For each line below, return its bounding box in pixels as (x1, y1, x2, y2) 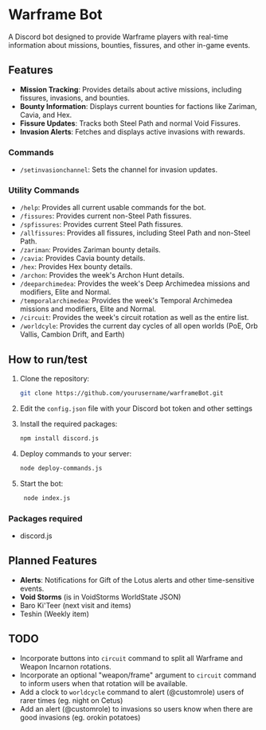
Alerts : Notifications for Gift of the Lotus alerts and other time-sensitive (19, 575, 255, 584)
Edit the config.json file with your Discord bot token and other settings (19, 404, 253, 413)
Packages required (8, 513, 83, 524)
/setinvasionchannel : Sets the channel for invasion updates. (19, 165, 218, 174)
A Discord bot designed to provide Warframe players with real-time (8, 32, 229, 41)
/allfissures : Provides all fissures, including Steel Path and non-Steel (19, 228, 251, 238)
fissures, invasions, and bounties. (19, 93, 130, 103)
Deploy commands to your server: (19, 448, 132, 459)
